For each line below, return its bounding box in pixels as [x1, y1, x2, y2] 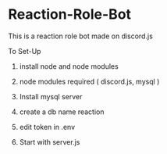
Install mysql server [19, 91, 83, 101]
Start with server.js [19, 137, 80, 146]
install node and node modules [19, 61, 119, 71]
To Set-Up [8, 46, 41, 56]
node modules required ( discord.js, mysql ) [19, 77, 160, 86]
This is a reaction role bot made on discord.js [8, 31, 154, 41]
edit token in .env [19, 122, 76, 131]
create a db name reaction [19, 107, 105, 116]
